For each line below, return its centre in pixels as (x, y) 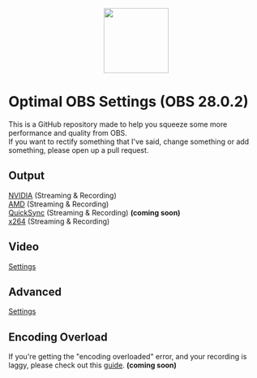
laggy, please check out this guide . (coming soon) (92, 365)
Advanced (35, 291)
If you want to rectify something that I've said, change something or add (129, 141)
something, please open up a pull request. (79, 150)
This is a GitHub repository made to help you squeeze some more (118, 124)
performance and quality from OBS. (68, 133)
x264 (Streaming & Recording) (59, 221)
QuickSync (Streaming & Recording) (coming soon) (94, 212)
